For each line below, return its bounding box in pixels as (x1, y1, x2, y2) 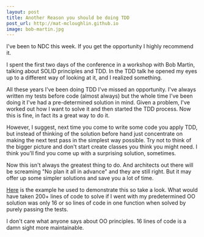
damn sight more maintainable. (6, 224, 84, 232)
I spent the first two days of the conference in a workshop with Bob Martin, (6, 61, 195, 68)
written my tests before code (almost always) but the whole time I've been (6, 92, 194, 100)
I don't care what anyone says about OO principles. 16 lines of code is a (6, 217, 186, 225)
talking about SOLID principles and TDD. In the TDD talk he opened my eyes (6, 68, 197, 75)
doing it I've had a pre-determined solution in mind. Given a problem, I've (6, 99, 191, 106)
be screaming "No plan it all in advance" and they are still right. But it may (6, 168, 192, 175)
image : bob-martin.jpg (6, 26, 64, 32)
